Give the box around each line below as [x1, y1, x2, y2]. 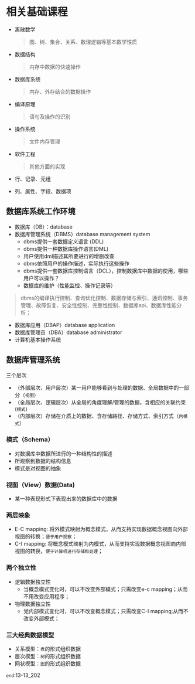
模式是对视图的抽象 [14, 464, 61, 472]
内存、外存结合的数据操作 [29, 88, 91, 95]
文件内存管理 [29, 138, 60, 145]
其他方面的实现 [29, 162, 66, 170]
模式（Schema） [6, 435, 54, 444]
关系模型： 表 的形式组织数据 [14, 645, 81, 652]
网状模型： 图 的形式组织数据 [14, 660, 81, 667]
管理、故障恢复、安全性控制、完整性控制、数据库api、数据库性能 [20, 301, 177, 308]
